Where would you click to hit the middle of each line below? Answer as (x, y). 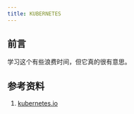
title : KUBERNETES (34, 14)
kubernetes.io (38, 104)
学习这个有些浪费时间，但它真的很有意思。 (69, 62)
